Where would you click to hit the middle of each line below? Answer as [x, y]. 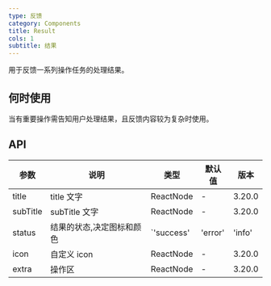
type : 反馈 [25, 16]
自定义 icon [72, 254]
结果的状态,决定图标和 [92, 227]
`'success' [170, 233]
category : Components [45, 23]
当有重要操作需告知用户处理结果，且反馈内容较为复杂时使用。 [111, 119]
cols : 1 [21, 38]
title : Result [32, 31]
